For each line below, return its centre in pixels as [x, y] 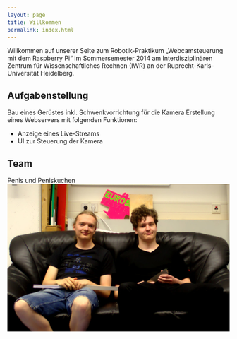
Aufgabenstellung [48, 95]
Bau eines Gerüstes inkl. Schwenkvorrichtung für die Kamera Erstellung [111, 112]
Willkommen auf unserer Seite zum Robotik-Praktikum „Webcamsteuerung [115, 51]
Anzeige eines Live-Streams [59, 133]
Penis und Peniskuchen [41, 180]
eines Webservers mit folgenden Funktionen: [72, 120]
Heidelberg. [57, 73]
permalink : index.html [41, 30]
